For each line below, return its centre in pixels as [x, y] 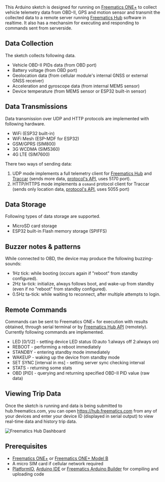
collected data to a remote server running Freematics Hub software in [76, 17]
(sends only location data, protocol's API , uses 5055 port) [71, 189]
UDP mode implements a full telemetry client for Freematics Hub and [82, 173]
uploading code [28, 474]
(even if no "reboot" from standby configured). [60, 289]
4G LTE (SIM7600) [31, 154]
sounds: [13, 264]
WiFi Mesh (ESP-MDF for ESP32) [46, 138]
